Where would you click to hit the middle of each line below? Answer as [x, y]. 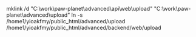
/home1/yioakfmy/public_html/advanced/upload [66, 21]
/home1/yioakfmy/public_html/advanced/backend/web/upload [84, 27]
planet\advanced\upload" [38, 15]
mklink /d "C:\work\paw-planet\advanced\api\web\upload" [79, 9]
